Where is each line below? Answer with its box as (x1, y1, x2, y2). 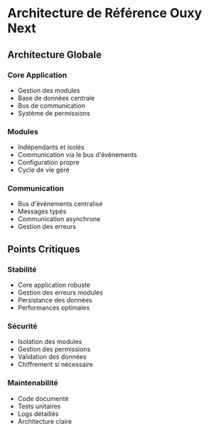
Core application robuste (17, 280, 91, 290)
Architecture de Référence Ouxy (7, 5, 203, 21)
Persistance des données (17, 296, 92, 305)
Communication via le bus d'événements (17, 151, 137, 159)
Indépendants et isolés (17, 143, 85, 151)
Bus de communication (17, 101, 85, 110)
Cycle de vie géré (17, 166, 70, 174)
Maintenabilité (7, 378, 58, 388)
